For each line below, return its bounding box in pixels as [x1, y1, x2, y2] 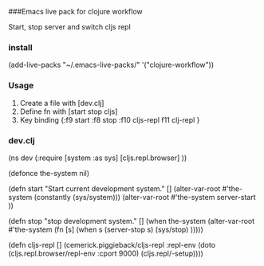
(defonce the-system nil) [8, 168, 90, 178]
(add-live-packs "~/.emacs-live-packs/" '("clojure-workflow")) [8, 60, 215, 70]
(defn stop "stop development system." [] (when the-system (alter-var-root [8, 216, 255, 225]
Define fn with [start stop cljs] [19, 107, 118, 116]
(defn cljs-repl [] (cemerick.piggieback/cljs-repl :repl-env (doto [8, 240, 216, 249]
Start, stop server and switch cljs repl [8, 22, 132, 31]
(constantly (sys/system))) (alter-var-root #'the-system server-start [33, 192, 257, 201]
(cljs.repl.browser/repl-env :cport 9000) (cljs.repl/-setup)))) [8, 248, 203, 258]
